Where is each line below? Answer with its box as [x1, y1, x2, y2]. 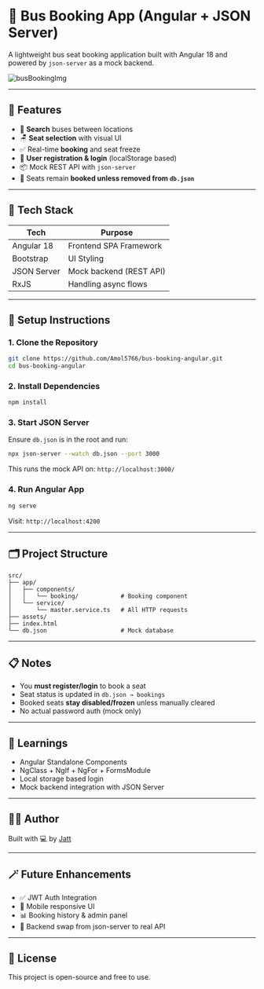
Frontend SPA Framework [68, 240, 163, 251]
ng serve [8, 502, 37, 510]
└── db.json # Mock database [8, 627, 174, 635]
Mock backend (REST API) [68, 266, 167, 277]
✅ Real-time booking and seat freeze [19, 145, 141, 154]
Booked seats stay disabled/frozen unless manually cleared [19, 698, 215, 708]
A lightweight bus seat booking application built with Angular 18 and [8, 49, 228, 59]
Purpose [101, 227, 134, 238]
